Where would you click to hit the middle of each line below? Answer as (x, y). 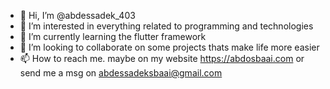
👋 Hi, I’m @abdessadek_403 (77, 15)
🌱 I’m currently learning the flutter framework (113, 36)
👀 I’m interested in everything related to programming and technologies (166, 26)
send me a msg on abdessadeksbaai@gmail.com (121, 73)
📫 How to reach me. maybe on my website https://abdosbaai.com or (162, 58)
